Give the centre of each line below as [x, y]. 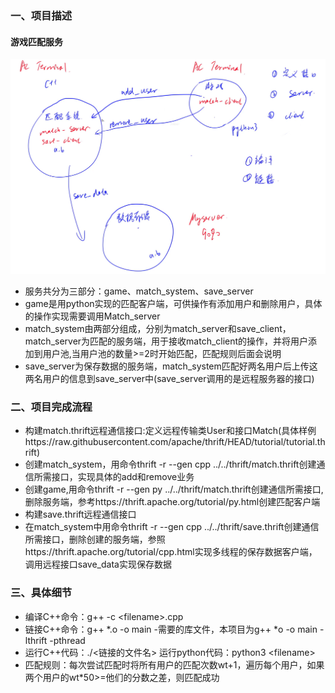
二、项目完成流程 [51, 407]
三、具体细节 [41, 593]
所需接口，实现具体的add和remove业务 [114, 477]
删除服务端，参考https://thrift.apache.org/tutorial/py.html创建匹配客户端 [172, 502]
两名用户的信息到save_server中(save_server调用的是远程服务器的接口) [169, 379]
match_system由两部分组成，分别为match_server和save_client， [158, 329]
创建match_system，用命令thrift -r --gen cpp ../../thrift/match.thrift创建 [170, 464]
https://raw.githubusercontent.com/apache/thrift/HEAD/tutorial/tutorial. [171, 442]
